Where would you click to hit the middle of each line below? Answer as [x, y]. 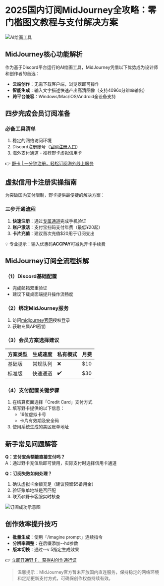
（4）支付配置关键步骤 [32, 390]
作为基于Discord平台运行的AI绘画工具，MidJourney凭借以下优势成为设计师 [82, 67]
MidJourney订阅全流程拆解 [47, 261]
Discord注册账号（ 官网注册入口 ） [46, 147]
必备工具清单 [21, 129]
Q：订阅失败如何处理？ [28, 473]
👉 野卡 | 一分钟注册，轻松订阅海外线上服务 [50, 164]
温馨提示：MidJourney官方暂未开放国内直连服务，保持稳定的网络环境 [88, 572]
